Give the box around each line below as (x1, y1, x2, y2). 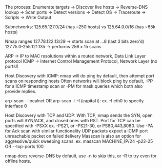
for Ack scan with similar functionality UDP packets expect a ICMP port (5, 128, 148, 133)
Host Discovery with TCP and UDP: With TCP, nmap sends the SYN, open (5, 112, 153, 118)
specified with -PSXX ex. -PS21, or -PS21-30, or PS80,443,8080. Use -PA (5, 123, 153, 129)
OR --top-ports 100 (5, 144, 44, 149)
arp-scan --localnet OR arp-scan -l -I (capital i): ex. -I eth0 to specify (5, 98, 144, 104)
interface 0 (5, 103, 27, 109)
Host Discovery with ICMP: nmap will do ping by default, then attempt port (5, 73, 155, 78)
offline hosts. (5, 158, 32, 164)
